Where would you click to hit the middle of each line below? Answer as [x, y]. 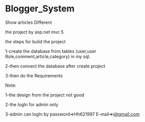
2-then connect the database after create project [55, 66]
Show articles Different [29, 22]
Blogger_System [40, 9]
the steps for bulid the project [36, 41]
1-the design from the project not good [45, 95]
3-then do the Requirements [34, 75]
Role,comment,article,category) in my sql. [48, 56]
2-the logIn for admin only [32, 104]
